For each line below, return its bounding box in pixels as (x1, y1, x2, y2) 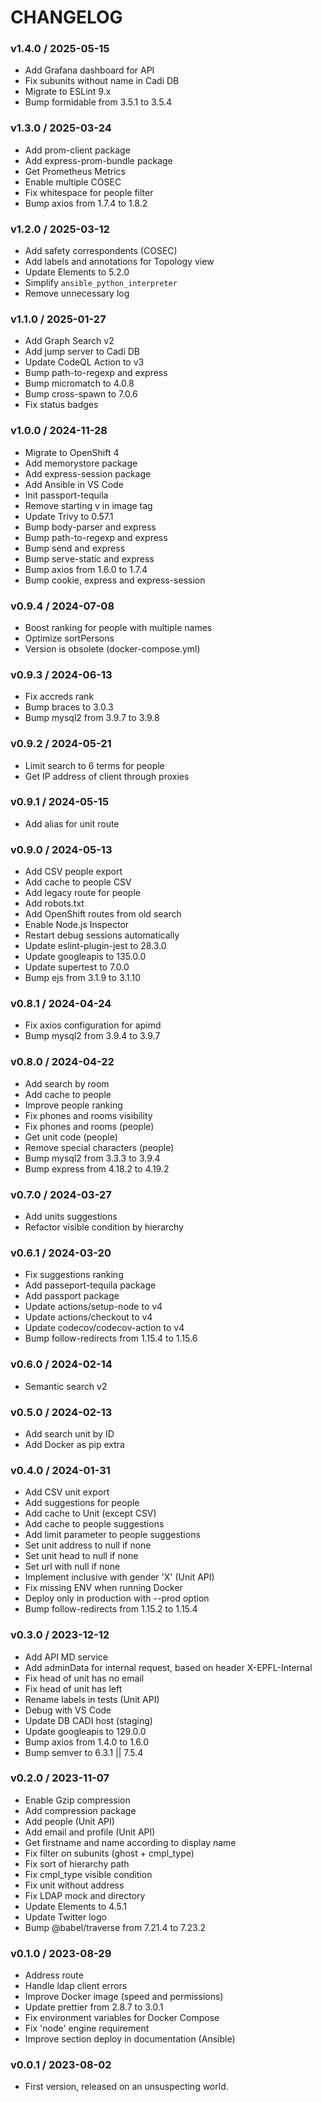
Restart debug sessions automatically (24, 929, 180, 941)
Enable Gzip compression (24, 1794, 131, 1806)
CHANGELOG (10, 6, 123, 29)
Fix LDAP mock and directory (24, 1889, 146, 1901)
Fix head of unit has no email (24, 1672, 145, 1684)
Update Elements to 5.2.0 (24, 266, 130, 278)
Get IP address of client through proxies (24, 770, 190, 782)
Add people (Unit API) (24, 1815, 115, 1827)
